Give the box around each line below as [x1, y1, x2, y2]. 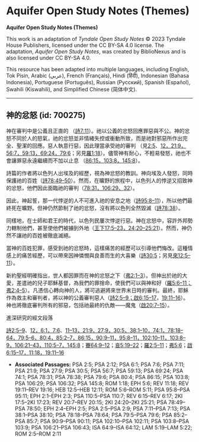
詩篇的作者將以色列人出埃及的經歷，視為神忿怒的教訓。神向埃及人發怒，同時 [6, 169, 193, 176]
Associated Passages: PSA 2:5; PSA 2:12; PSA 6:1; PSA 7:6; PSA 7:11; [14, 361, 185, 368]
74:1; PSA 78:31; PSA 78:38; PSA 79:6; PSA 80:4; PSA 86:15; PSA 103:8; [14, 373, 190, 380]
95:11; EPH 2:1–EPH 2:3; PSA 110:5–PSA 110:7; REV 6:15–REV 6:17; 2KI [14, 392, 183, 399]
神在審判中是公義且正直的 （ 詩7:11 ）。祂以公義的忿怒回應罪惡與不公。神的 [6, 127, 185, 134]
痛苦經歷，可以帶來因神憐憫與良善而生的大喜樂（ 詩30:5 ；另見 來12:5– [21, 252, 191, 259]
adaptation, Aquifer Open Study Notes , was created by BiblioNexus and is [6, 47, 187, 55]
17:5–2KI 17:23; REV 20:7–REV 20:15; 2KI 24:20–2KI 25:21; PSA [14, 399, 168, 406]
